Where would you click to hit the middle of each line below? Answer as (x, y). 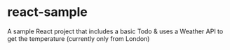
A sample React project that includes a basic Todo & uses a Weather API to (115, 31)
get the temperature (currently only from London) (79, 38)
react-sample (47, 12)
